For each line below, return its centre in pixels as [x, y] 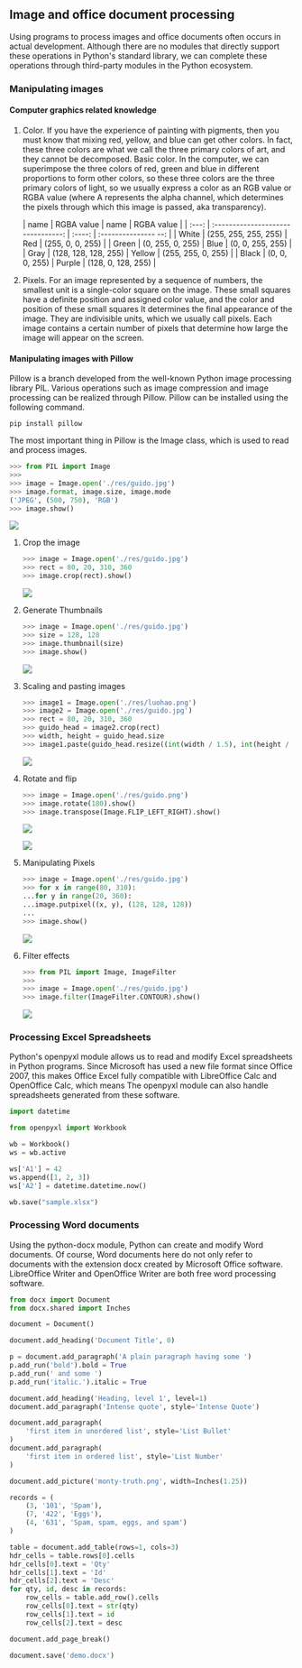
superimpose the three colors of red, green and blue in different [141, 168]
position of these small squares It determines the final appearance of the [157, 309]
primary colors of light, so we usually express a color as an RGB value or [157, 188]
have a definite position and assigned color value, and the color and [148, 299]
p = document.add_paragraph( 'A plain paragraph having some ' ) [131, 1357]
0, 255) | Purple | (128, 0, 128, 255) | [89, 263]
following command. [47, 407]
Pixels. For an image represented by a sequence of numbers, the [142, 280]
